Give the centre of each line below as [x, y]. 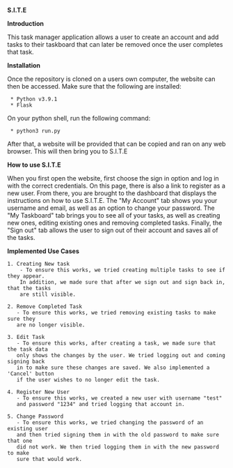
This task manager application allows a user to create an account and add [113, 37]
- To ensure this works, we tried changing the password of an [110, 423]
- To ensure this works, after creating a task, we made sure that [116, 343]
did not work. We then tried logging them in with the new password [118, 447]
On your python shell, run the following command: [79, 118]
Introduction [25, 23]
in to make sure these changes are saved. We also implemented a [113, 368]
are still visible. [48, 294]
